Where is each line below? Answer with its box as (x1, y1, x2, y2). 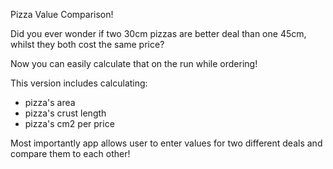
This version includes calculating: (10, 77, 148, 89)
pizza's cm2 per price (24, 118, 115, 129)
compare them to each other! (10, 148, 131, 159)
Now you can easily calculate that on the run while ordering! (10, 58, 258, 69)
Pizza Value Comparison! (10, 9, 114, 20)
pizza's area (24, 97, 76, 108)
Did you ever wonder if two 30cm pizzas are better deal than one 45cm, (10, 28, 307, 39)
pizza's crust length (24, 107, 107, 119)
